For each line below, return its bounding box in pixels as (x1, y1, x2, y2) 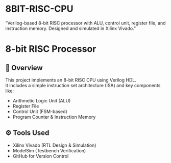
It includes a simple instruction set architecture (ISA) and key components (5, 82, 161, 88)
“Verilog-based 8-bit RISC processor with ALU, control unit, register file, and (5, 20, 166, 26)
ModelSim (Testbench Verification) (12, 147, 86, 153)
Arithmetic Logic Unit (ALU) (12, 97, 71, 103)
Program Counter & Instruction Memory (12, 114, 96, 120)
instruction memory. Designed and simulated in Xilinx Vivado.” (5, 25, 136, 31)
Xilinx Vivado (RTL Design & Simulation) (12, 142, 96, 148)
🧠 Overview (5, 63, 43, 72)
